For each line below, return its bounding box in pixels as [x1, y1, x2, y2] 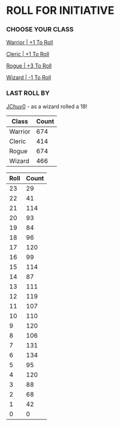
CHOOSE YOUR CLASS [6, 25, 74, 34]
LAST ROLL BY [6, 89, 50, 97]
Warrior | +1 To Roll [6, 39, 53, 46]
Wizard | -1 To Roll [6, 74, 52, 81]
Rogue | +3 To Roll [6, 62, 52, 69]
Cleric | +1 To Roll [6, 51, 50, 58]
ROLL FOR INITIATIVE [6, 4, 115, 17]
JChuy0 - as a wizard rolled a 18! [6, 103, 88, 110]
